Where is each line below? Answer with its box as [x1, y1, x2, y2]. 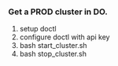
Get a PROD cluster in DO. [8, 6, 109, 17]
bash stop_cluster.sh [19, 49, 87, 59]
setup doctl [19, 24, 57, 34]
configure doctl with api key [19, 32, 110, 42]
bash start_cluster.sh [19, 41, 88, 50]
